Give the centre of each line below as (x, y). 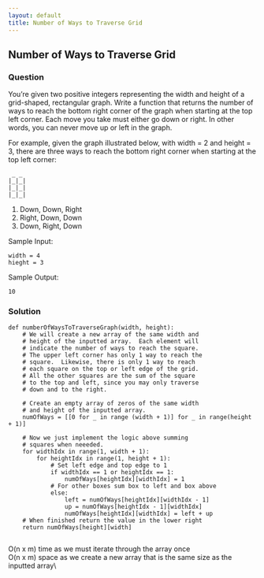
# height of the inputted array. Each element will (111, 342)
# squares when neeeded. (63, 445)
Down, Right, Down (51, 226)
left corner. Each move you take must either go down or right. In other (121, 120)
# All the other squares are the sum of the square (109, 376)
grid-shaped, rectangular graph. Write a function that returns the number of (131, 102)
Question (26, 77)
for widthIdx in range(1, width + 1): (86, 452)
